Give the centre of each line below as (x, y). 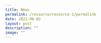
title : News (17, 10)
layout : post (19, 23)
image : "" (15, 33)
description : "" (22, 28)
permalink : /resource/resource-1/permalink (51, 14)
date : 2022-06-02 (23, 19)
